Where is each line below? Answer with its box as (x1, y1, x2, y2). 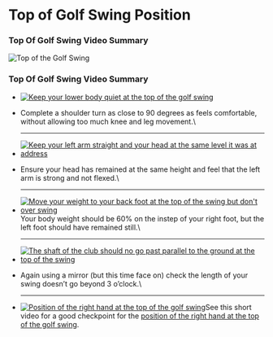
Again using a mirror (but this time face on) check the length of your (19, 270, 249, 280)
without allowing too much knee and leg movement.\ (19, 116, 197, 126)
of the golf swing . (19, 319, 80, 329)
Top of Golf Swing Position (8, 6, 191, 24)
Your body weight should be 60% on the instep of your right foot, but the (19, 213, 265, 223)
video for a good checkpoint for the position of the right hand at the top (19, 311, 260, 321)
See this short (205, 302, 252, 312)
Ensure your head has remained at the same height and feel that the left (19, 164, 261, 174)
